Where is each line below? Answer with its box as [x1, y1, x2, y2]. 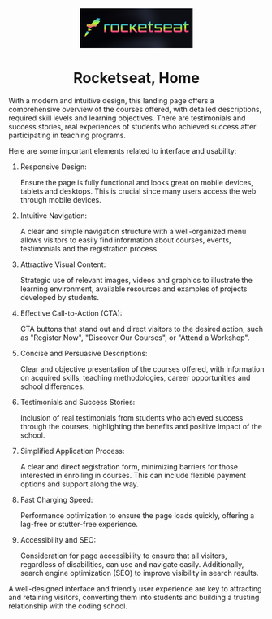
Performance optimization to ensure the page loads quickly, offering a [19, 510, 255, 520]
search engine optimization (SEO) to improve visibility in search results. [19, 568, 259, 578]
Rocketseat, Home [72, 69, 201, 88]
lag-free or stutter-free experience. [19, 519, 138, 529]
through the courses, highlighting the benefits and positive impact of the [19, 421, 262, 431]
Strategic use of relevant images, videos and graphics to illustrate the [19, 275, 253, 285]
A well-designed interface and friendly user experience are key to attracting [8, 583, 262, 593]
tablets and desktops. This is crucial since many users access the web [19, 186, 257, 196]
